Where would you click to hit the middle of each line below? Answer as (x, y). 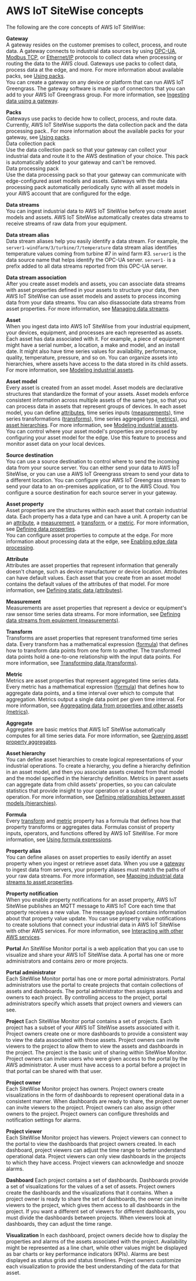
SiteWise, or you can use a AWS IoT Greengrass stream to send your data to (98, 473)
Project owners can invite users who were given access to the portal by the (97, 1058)
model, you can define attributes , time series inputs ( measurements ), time (95, 412)
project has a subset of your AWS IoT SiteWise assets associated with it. (93, 1027)
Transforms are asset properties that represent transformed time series (92, 638)
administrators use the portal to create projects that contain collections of (95, 984)
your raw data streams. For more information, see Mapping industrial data (95, 876)
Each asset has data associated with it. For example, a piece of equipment (95, 338)
